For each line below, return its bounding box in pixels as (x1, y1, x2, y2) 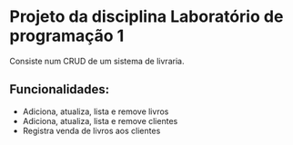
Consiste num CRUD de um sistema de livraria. (9, 55, 185, 66)
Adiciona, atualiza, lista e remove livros (22, 106, 169, 117)
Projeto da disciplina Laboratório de (9, 6, 284, 27)
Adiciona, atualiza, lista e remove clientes (22, 115, 178, 126)
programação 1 (9, 25, 125, 46)
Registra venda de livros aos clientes (22, 125, 161, 136)
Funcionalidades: (9, 82, 110, 97)
